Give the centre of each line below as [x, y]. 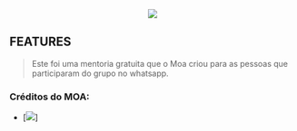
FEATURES [40, 42]
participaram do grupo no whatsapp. [100, 73]
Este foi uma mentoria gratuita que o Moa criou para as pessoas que [160, 63]
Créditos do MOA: [49, 97]
